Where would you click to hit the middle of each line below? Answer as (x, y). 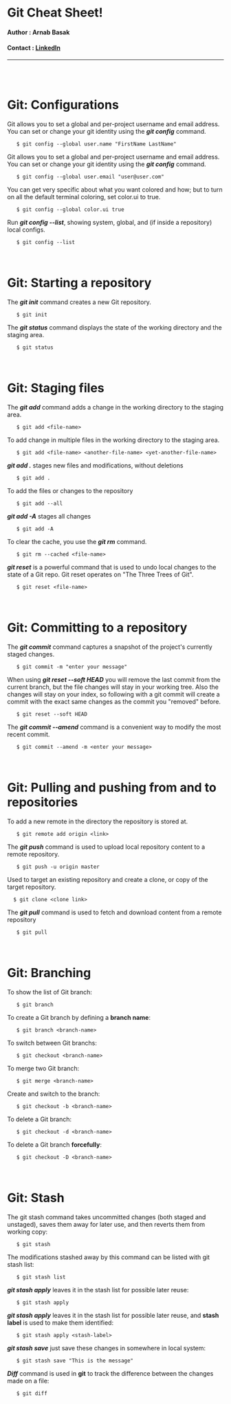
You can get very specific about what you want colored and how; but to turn (115, 189)
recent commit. (29, 734)
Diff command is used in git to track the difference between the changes (110, 1373)
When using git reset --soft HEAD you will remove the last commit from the (114, 679)
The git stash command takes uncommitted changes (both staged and (107, 1217)
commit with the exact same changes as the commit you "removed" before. (114, 701)
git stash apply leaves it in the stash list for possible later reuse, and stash (113, 1315)
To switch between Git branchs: (52, 1043)
